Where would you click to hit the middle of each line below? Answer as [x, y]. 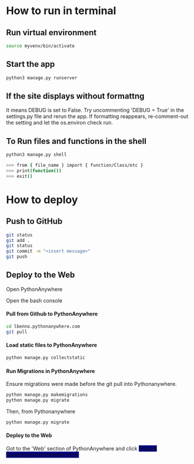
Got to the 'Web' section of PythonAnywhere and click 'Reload [82, 448]
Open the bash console [34, 300]
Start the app [31, 64]
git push [17, 257]
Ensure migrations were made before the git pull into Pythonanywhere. [92, 384]
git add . [18, 240]
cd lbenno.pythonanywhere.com [43, 327]
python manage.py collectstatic [46, 358]
